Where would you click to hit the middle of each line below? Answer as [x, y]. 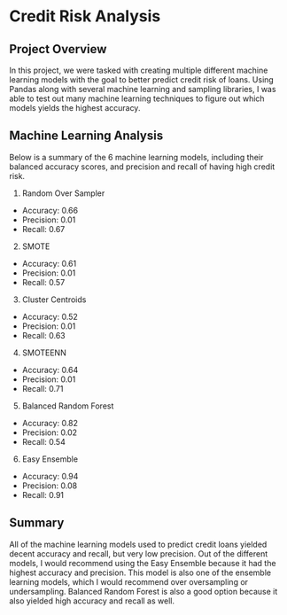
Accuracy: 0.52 [50, 316]
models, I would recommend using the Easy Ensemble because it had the [143, 563]
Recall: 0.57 [43, 282]
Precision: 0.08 [50, 486]
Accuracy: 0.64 [50, 370]
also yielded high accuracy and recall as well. [92, 601]
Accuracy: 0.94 [50, 476]
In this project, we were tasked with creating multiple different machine [139, 70]
